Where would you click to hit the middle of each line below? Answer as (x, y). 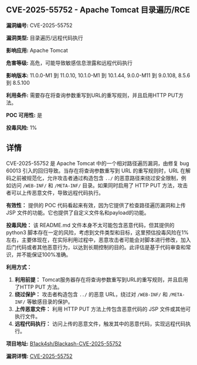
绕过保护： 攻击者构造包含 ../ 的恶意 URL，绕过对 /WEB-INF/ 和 (91, 294)
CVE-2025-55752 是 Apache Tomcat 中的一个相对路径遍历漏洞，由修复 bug (98, 163)
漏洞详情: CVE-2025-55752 (39, 356)
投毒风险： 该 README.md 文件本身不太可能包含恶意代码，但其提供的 (90, 225)
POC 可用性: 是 (24, 115)
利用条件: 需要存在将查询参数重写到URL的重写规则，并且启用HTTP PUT (92, 95)
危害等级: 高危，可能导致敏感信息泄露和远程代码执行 (69, 62)
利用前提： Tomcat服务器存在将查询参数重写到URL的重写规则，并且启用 (101, 279)
